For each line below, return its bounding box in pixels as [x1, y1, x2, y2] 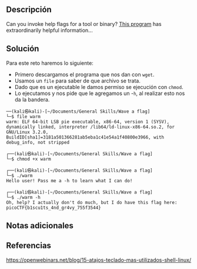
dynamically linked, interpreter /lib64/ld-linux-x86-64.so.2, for [6, 124, 175, 130]
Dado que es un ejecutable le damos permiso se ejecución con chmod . [14, 83, 183, 90]
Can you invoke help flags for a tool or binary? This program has [6, 20, 162, 27]
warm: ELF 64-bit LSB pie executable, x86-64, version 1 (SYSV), [6, 119, 169, 124]
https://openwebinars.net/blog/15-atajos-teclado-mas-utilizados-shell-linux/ [6, 256, 192, 263]
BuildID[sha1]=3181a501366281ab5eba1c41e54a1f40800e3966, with [6, 134, 165, 140]
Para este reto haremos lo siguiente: [6, 59, 94, 67]
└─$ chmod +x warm [6, 156, 51, 162]
